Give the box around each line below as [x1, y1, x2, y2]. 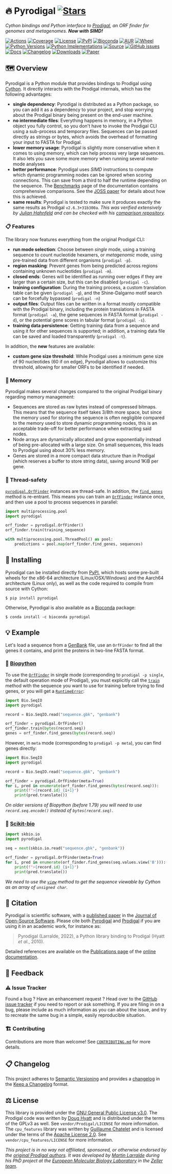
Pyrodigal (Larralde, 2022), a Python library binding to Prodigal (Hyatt [17, 933, 165, 939]
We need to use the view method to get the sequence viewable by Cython [5, 878, 161, 885]
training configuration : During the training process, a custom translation [12, 285, 166, 291]
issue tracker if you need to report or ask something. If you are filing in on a [5, 1001, 164, 1008]
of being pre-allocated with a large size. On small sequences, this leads [12, 442, 164, 448]
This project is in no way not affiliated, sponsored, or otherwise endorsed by [5, 1147, 167, 1153]
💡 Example [5, 628, 40, 637]
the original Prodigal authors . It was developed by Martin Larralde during [5, 1152, 160, 1159]
